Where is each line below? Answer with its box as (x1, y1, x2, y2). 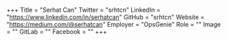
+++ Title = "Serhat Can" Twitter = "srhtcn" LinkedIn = (6, 6, 161, 14)
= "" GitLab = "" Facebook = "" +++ (6, 27, 107, 36)
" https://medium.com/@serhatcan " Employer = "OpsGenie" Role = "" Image (6, 20, 221, 28)
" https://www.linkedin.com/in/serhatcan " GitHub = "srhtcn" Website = (6, 13, 205, 21)
